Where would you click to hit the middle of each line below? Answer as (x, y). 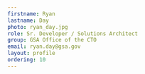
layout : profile (31, 54)
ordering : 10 (27, 60)
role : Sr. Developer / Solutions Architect (73, 33)
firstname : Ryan (31, 14)
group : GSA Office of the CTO (52, 40)
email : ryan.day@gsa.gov (44, 47)
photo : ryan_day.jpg (38, 27)
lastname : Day (28, 20)
